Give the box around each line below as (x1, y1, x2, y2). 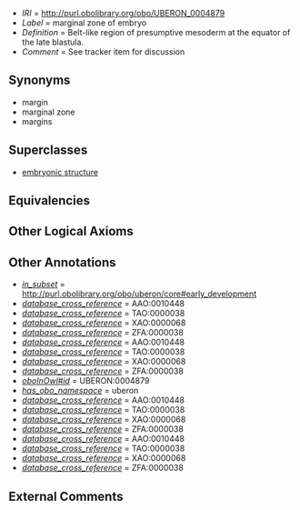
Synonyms (8, 73, 71, 88)
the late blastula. (21, 36, 84, 47)
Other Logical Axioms (8, 224, 134, 239)
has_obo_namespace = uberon (21, 385, 139, 396)
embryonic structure (21, 166, 99, 177)
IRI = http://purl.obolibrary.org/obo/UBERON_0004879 (21, 8, 225, 18)
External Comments (8, 488, 124, 504)
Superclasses (8, 143, 88, 158)
